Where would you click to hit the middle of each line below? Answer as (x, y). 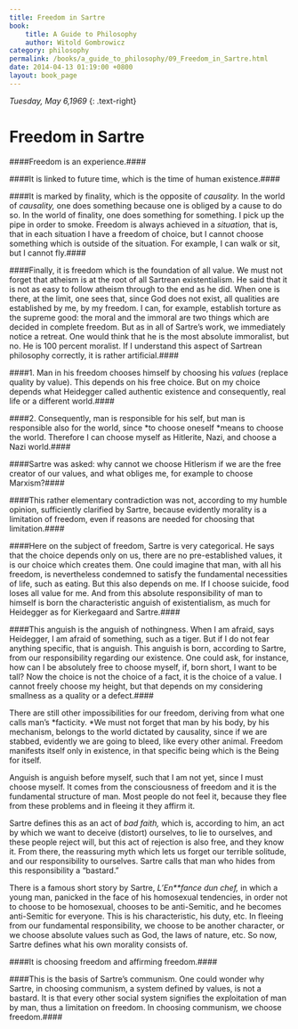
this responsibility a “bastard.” (64, 870)
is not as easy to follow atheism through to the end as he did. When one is (145, 289)
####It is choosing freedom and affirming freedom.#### (113, 961)
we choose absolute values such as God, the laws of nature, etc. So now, (143, 935)
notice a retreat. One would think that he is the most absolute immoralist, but (149, 336)
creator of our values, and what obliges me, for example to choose (131, 473)
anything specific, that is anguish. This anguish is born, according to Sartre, (148, 648)
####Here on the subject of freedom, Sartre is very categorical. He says (142, 545)
